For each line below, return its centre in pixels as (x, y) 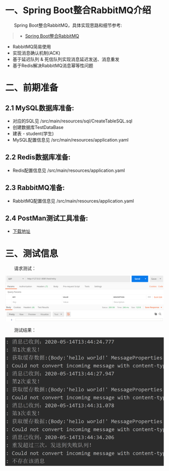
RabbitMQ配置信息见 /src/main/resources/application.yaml (73, 201)
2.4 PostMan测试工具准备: (47, 218)
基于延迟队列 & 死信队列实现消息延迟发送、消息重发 (66, 59)
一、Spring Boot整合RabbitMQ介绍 (78, 10)
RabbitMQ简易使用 (32, 46)
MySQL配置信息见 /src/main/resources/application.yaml (70, 140)
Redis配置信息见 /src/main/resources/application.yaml (69, 170)
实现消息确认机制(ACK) (36, 53)
